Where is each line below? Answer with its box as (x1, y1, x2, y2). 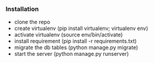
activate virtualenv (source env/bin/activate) (14, 31, 123, 38)
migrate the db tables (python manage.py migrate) (14, 44, 138, 51)
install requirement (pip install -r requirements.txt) (14, 38, 137, 45)
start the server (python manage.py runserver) (14, 50, 129, 58)
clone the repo (14, 19, 51, 26)
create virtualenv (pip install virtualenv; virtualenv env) (14, 25, 149, 32)
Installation (5, 5, 39, 13)
